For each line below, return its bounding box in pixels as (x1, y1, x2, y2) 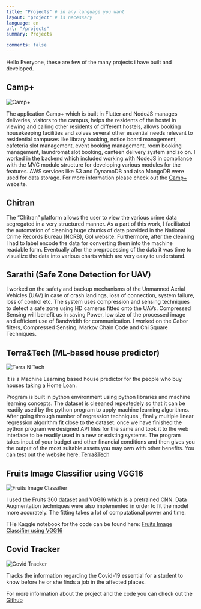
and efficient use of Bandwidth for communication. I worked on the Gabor (6, 317, 188, 325)
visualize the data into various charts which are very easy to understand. (6, 252, 186, 259)
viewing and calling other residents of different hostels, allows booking (6, 123, 181, 130)
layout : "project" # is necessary (6, 14, 93, 20)
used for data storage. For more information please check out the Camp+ (6, 174, 187, 181)
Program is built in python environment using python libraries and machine (6, 394, 191, 401)
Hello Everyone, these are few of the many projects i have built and (6, 58, 172, 66)
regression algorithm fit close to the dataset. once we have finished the (6, 419, 182, 426)
